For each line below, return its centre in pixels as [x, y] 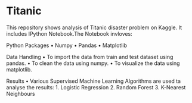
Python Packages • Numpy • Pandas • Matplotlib [66, 45]
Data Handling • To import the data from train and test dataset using [90, 57]
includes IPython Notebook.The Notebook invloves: [69, 33]
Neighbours [21, 93]
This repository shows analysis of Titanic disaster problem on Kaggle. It [94, 27]
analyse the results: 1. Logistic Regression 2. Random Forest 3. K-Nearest [96, 87]
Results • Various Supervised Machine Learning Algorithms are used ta [93, 81]
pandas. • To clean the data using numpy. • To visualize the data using [93, 63]
